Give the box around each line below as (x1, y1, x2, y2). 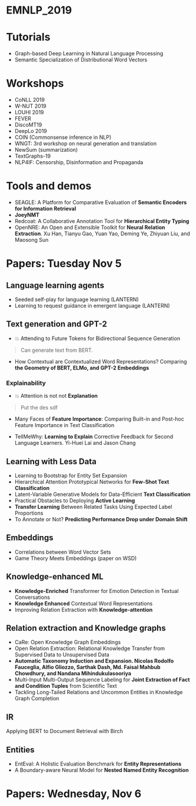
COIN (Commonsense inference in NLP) (14, 134, 112, 141)
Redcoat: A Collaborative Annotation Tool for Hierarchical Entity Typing (14, 218, 190, 224)
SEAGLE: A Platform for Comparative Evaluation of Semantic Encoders (14, 199, 187, 206)
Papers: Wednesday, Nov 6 (6, 787, 142, 801)
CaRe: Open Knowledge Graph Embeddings (14, 639, 121, 646)
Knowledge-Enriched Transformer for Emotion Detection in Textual (14, 587, 179, 594)
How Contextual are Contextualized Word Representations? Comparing (14, 358, 187, 365)
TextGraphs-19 (14, 152, 51, 159)
